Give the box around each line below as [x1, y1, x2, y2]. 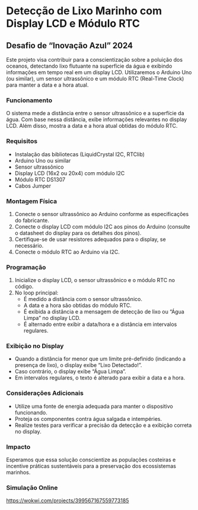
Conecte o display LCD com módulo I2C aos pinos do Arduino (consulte [14, 223, 191, 230]
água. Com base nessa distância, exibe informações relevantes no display [6, 116, 187, 123]
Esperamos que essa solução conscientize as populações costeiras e [6, 456, 176, 464]
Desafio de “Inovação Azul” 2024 [6, 40, 133, 50]
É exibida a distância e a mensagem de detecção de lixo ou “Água [23, 308, 185, 315]
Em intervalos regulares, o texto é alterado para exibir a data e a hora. [14, 374, 186, 381]
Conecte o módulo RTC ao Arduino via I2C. [14, 248, 120, 255]
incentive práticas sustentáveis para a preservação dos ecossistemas [6, 463, 177, 470]
